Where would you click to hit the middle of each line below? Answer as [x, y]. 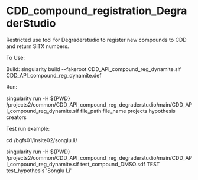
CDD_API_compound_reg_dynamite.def [54, 75]
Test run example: [28, 128]
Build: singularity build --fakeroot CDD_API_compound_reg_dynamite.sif [94, 69]
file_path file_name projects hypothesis [128, 111]
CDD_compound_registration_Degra [97, 11]
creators [16, 117]
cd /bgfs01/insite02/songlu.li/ [42, 140]
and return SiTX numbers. [38, 46]
